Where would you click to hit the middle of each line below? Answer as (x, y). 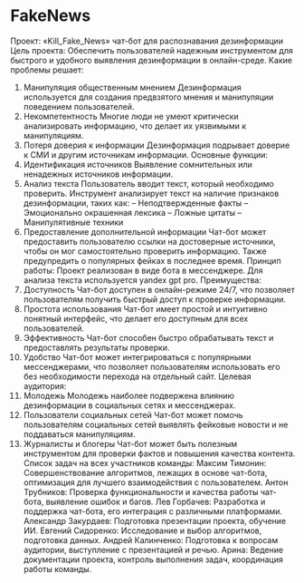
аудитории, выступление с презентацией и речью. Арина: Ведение (153, 549)
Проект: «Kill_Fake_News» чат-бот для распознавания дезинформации (147, 41)
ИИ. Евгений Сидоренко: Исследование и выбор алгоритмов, (142, 530)
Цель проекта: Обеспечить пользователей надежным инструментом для (152, 50)
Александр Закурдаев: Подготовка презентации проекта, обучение (155, 520)
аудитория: (45, 385)
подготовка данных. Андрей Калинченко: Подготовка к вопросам (151, 539)
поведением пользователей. (79, 106)
